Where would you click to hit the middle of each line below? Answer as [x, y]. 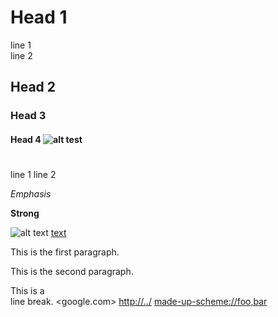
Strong [25, 213]
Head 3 [28, 116]
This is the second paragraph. [72, 272]
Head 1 [39, 17]
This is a [27, 291]
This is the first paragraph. [65, 252]
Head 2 [33, 87]
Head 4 [26, 139]
